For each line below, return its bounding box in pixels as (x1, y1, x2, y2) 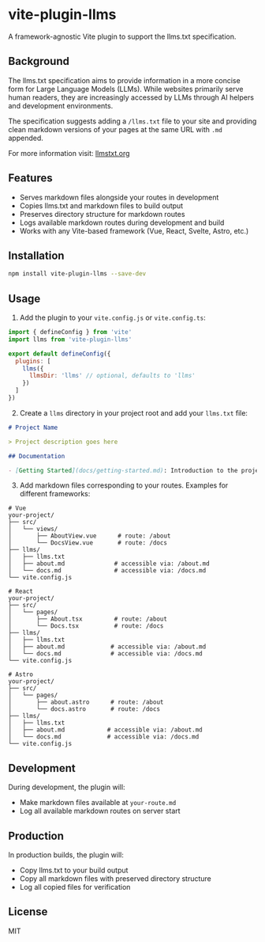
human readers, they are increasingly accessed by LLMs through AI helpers (8, 93, 255, 102)
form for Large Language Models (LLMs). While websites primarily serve (8, 84, 244, 93)
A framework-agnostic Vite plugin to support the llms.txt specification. (8, 32, 237, 41)
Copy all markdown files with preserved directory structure (19, 874, 211, 883)
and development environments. (8, 101, 114, 110)
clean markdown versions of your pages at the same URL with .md (8, 124, 222, 134)
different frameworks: (19, 489, 91, 499)
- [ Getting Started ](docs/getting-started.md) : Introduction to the (8, 466, 238, 474)
